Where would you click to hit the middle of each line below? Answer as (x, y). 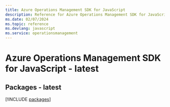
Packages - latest (33, 87)
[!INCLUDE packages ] (28, 99)
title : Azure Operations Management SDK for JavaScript (65, 10)
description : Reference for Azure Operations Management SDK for (75, 15)
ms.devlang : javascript (30, 29)
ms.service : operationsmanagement (42, 33)
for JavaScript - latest (52, 69)
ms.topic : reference (27, 24)
